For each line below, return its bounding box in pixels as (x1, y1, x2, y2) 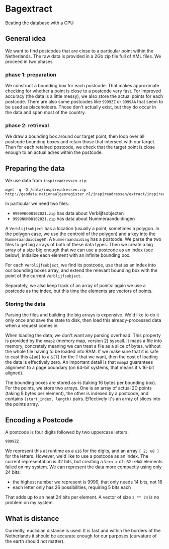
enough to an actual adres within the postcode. (5, 149, 103, 155)
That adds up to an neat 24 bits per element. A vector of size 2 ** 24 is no (5, 494, 159, 500)
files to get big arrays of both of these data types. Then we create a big (5, 242, 153, 248)
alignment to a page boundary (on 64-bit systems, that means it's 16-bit (5, 364, 154, 371)
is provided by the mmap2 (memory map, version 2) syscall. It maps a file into (5, 338, 162, 344)
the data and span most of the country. (5, 109, 86, 116)
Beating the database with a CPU (5, 20, 74, 26)
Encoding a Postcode (5, 416, 73, 424)
